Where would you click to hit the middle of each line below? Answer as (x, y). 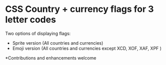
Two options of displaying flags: (38, 33)
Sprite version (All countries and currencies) (58, 43)
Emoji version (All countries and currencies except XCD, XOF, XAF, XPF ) (87, 48)
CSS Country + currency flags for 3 (80, 9)
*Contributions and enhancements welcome (51, 58)
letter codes (31, 20)
